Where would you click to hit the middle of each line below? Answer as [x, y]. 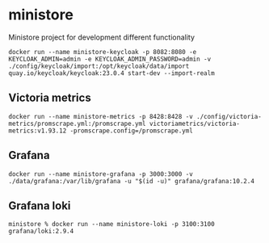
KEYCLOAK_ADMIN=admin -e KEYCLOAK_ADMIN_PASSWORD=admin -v [110, 59]
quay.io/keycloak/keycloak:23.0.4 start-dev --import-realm [112, 73]
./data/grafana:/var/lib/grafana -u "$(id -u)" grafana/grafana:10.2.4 [131, 181]
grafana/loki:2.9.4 [41, 232]
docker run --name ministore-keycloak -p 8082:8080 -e [103, 52]
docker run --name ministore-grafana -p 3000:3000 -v [101, 174]
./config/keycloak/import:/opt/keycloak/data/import [99, 66]
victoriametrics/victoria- [195, 124]
